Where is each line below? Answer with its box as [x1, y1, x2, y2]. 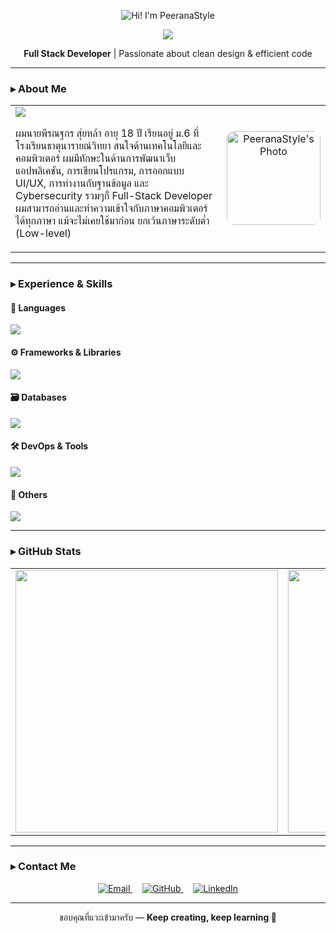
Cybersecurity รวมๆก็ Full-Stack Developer [15, 189, 213, 203]
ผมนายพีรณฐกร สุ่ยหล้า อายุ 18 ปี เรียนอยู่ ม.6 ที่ [15, 126, 200, 140]
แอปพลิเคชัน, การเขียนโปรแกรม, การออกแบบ [15, 164, 185, 178]
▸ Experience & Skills [10, 277, 113, 291]
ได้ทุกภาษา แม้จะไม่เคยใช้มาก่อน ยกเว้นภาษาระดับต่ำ [15, 214, 210, 228]
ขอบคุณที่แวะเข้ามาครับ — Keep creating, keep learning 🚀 [59, 911, 277, 923]
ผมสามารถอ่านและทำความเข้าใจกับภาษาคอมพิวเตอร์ [15, 201, 208, 215]
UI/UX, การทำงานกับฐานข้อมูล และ [15, 176, 149, 190]
